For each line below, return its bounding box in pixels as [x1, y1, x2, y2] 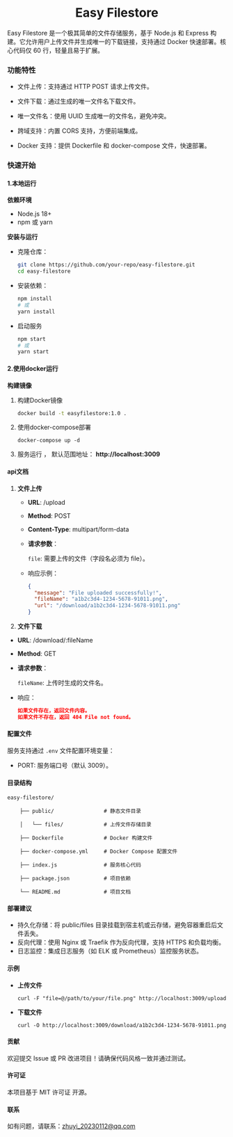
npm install [17, 296, 52, 303]
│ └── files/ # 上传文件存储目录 [19, 821, 152, 828]
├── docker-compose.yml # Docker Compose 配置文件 [19, 848, 178, 855]
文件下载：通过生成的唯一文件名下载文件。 [17, 97, 140, 106]
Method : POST [27, 511, 71, 519]
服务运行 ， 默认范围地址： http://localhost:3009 [17, 450, 161, 458]
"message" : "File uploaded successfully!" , [33, 589, 162, 596]
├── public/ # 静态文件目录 [19, 808, 141, 815]
